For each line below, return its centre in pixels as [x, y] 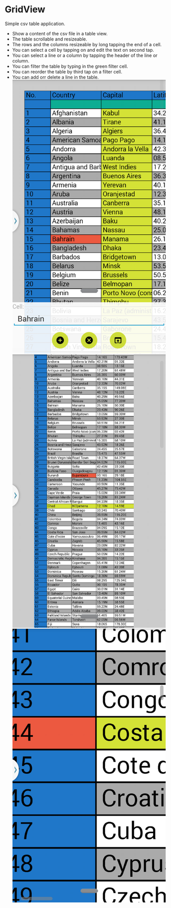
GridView [25, 9]
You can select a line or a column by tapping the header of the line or [85, 55]
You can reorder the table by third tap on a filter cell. [67, 72]
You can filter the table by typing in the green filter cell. [70, 66]
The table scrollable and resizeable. [50, 39]
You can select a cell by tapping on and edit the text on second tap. [83, 50]
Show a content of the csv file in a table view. [60, 33]
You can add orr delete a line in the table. [55, 77]
